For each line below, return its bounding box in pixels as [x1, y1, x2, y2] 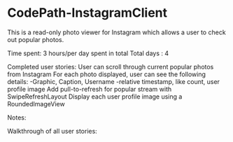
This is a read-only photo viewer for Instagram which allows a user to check [7, 28, 226, 36]
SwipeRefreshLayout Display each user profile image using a [7, 92, 183, 101]
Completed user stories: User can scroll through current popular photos [7, 62, 214, 71]
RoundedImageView [7, 99, 65, 108]
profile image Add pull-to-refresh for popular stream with [7, 85, 172, 93]
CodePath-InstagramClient [7, 5, 168, 21]
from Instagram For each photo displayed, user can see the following [7, 70, 206, 78]
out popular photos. [7, 35, 64, 43]
